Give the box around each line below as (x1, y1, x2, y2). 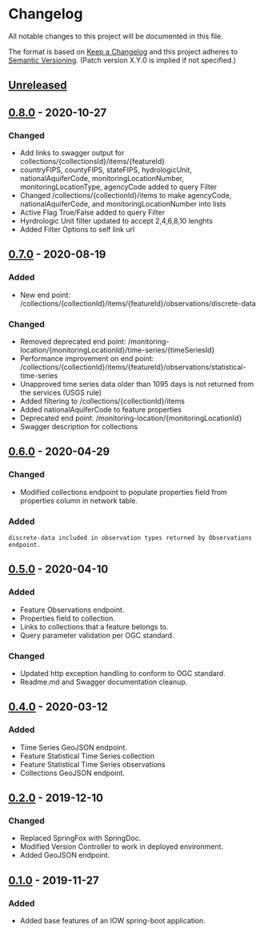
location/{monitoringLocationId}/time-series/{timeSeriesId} (19, 345, 215, 355)
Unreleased (8, 78, 68, 92)
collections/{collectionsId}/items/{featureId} (19, 157, 166, 167)
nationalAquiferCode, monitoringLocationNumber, (19, 174, 185, 183)
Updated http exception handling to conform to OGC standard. (19, 668, 226, 678)
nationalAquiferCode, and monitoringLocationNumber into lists (19, 199, 226, 209)
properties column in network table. (19, 496, 138, 505)
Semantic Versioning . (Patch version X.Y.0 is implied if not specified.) (8, 55, 237, 65)
